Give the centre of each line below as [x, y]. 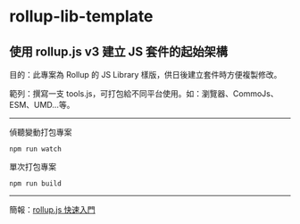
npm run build [36, 184]
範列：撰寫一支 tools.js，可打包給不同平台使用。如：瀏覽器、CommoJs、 [144, 94]
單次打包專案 [33, 166]
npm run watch [36, 149]
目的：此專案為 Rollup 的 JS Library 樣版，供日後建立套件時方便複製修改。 [146, 75]
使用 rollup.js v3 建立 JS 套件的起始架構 [119, 51]
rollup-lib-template [81, 17]
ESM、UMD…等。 [42, 105]
